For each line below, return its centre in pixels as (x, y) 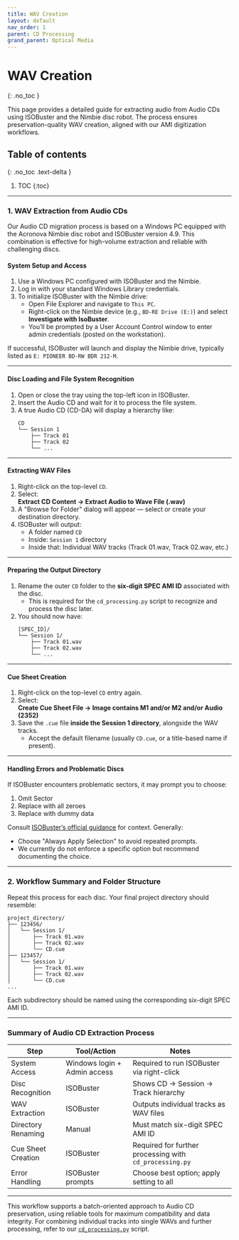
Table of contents (47, 155)
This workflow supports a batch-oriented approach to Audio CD (101, 1206)
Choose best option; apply (176, 1173)
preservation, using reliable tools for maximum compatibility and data (109, 1214)
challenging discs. (34, 249)
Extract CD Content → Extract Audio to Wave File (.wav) (101, 501)
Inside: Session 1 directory (67, 539)
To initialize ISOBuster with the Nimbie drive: (83, 296)
